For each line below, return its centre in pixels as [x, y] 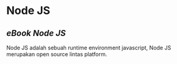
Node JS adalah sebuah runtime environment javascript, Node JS [89, 48]
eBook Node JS [36, 33]
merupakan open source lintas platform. [57, 54]
